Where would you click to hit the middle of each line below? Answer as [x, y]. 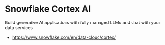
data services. [19, 27]
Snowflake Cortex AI [48, 9]
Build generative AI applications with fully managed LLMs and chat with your [83, 22]
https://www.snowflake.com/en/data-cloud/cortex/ [64, 37]
